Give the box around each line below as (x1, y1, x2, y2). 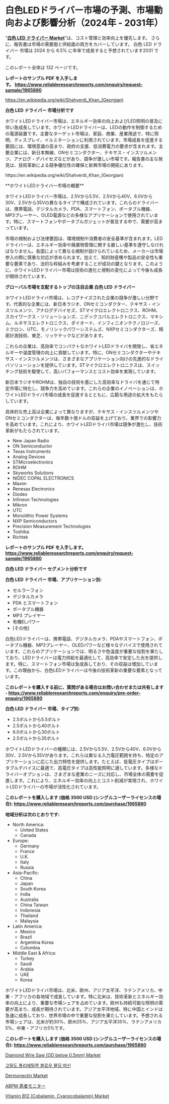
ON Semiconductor (12, 443, 53, 449)
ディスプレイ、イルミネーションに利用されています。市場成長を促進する (14, 137, 163, 143)
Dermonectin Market (5, 1072, 48, 1078)
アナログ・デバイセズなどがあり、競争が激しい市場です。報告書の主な (13, 156, 158, 162)
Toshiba (12, 529, 29, 535)
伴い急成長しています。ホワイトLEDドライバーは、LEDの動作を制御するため (5, 124, 162, 130)
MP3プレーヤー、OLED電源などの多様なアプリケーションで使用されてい (5, 212, 154, 218)
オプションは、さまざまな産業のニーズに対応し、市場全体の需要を (22, 771, 159, 777)
